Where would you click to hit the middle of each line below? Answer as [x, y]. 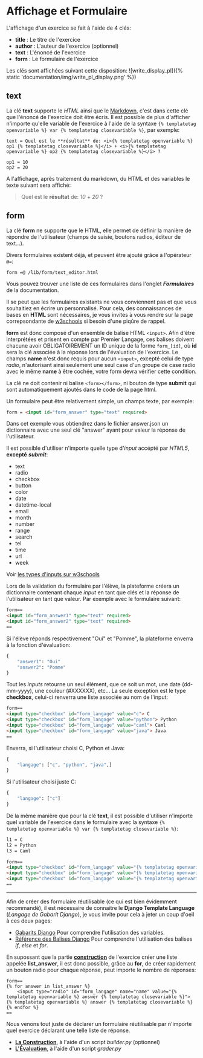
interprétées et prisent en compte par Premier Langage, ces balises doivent [100, 339]
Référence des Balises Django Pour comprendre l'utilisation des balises [104, 939]
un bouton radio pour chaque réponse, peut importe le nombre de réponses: [101, 970]
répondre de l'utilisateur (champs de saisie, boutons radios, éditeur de [94, 236]
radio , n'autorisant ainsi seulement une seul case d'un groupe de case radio [101, 365]
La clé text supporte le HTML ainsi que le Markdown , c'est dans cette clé [97, 111]
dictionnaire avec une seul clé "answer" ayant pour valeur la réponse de [96, 430]
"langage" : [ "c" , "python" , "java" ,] [65, 765]
